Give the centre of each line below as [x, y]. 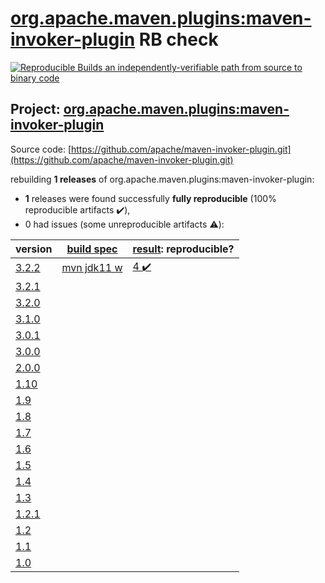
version [34, 249]
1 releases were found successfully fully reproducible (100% [150, 198]
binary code [35, 78]
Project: [35, 109]
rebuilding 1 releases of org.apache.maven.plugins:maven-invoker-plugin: [162, 179]
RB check [178, 39]
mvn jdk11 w [92, 268]
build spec [92, 249]
